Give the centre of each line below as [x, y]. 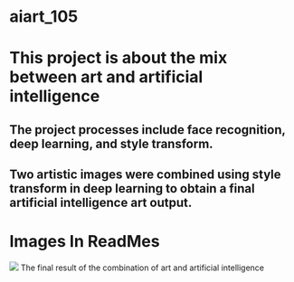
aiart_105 [44, 17]
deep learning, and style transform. [112, 143]
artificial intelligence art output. [101, 203]
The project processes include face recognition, [147, 130]
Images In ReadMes [85, 242]
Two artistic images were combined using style [146, 175]
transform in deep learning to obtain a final [132, 188]
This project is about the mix [119, 58]
